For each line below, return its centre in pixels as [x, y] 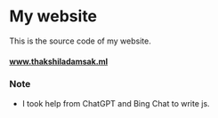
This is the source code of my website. [80, 41]
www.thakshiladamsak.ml [59, 61]
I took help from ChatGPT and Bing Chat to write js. [116, 103]
